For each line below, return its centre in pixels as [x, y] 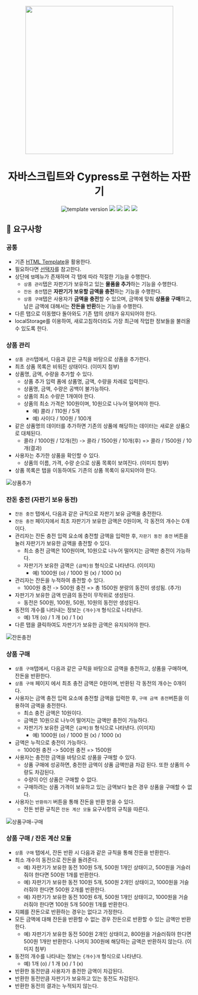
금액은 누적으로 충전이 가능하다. [51, 742]
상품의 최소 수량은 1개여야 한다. [59, 396]
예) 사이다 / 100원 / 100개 [62, 418]
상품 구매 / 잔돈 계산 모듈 [39, 839]
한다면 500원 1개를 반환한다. [67, 875]
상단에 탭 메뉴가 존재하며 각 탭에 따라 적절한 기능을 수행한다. [83, 276]
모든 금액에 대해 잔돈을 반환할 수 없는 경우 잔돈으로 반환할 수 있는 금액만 [97, 919]
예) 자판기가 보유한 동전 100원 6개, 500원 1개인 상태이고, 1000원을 [100, 897]
